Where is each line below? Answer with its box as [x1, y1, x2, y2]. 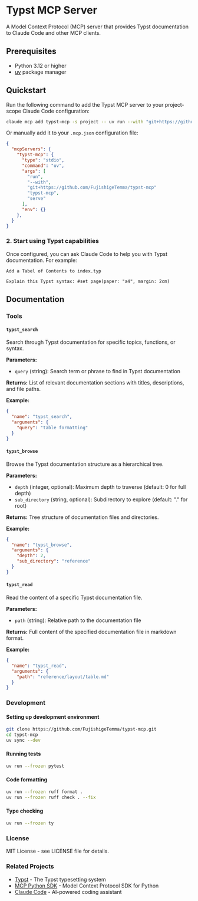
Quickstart [6, 86, 47, 96]
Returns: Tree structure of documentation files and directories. [6, 514, 159, 521]
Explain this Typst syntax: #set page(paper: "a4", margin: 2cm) [6, 278, 170, 284]
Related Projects [6, 862, 54, 870]
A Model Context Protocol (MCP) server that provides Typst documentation [6, 23, 189, 30]
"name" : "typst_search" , [11, 414, 72, 420]
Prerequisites [6, 47, 57, 57]
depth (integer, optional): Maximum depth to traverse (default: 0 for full [14, 483, 186, 490]
